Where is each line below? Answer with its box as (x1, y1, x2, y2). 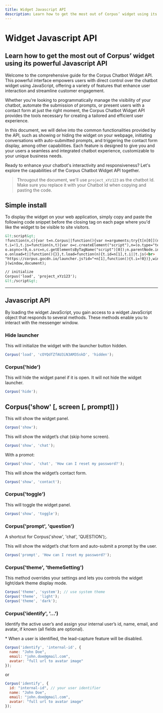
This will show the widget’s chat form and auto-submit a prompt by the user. (5, 543, 157, 549)
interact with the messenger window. (5, 320, 79, 325)
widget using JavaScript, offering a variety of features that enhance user (5, 82, 150, 88)
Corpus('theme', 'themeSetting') (5, 564, 84, 570)
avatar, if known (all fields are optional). (5, 626, 84, 632)
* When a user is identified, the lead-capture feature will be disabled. (5, 636, 143, 642)
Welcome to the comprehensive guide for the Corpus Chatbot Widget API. (5, 72, 153, 78)
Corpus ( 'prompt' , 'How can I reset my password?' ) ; (5, 552, 112, 557)
